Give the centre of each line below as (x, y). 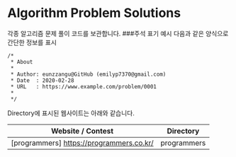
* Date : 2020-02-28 (42, 80)
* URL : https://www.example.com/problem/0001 (84, 86)
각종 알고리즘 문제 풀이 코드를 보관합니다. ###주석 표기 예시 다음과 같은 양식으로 (118, 33)
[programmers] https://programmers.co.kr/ (82, 143)
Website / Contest (82, 131)
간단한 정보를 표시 (32, 42)
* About (22, 62)
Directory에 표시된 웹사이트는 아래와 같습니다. (71, 113)
